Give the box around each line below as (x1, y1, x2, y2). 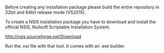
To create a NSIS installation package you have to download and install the (5, 19, 156, 25)
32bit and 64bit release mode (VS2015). (5, 9, 86, 15)
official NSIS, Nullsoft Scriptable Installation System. (5, 24, 110, 30)
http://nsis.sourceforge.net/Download (5, 34, 82, 39)
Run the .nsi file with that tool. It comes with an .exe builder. (5, 43, 126, 49)
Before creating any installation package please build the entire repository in (5, 4, 160, 10)
